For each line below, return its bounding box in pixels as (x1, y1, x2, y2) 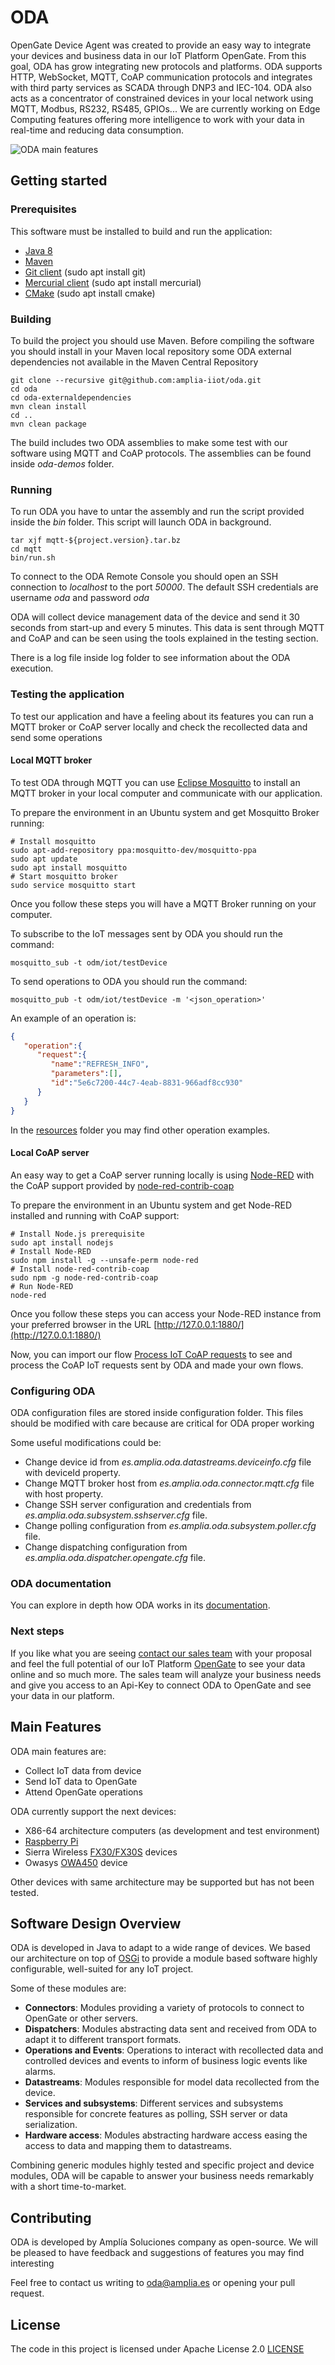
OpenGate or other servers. (24, 2012, 139, 2025)
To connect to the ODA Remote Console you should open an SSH (10, 571, 279, 583)
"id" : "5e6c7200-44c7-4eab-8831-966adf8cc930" (50, 1078, 244, 1088)
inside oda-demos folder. (10, 457, 115, 470)
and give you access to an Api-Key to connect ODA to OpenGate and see (10, 1679, 312, 1691)
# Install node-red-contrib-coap (10, 1264, 150, 1274)
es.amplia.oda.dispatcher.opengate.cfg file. (24, 1552, 207, 1564)
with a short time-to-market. (10, 2181, 127, 2193)
